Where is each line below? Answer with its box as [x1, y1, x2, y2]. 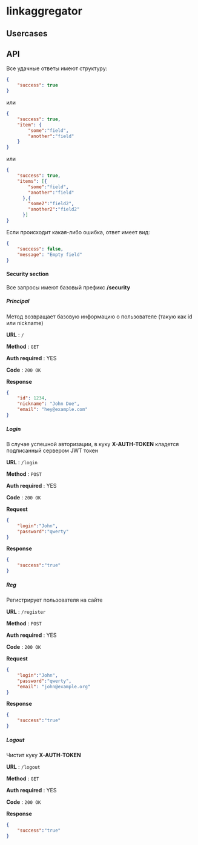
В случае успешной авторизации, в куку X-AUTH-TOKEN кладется [6, 440, 179, 447]
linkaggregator [6, 4, 83, 18]
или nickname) [6, 319, 44, 326]
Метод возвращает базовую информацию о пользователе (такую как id [6, 313, 193, 320]
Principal [6, 298, 30, 305]
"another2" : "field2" [28, 206, 80, 212]
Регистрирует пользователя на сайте [6, 596, 103, 603]
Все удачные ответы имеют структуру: [6, 65, 108, 72]
